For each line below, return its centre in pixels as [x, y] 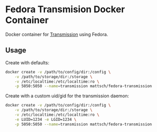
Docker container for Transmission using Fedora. [57, 34]
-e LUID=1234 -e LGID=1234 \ [46, 119]
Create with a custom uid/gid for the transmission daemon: [67, 96]
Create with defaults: [27, 63]
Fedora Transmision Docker [65, 9]
